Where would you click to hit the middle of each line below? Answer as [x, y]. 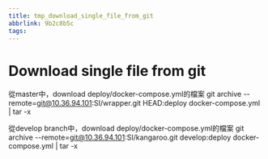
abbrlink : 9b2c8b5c [41, 23]
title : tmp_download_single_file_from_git [81, 16]
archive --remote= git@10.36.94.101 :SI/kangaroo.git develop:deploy [120, 137]
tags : [17, 31]
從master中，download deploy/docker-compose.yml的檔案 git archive [125, 94]
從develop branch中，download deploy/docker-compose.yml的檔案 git [126, 128]
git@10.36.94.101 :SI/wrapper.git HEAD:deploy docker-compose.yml [148, 103]
